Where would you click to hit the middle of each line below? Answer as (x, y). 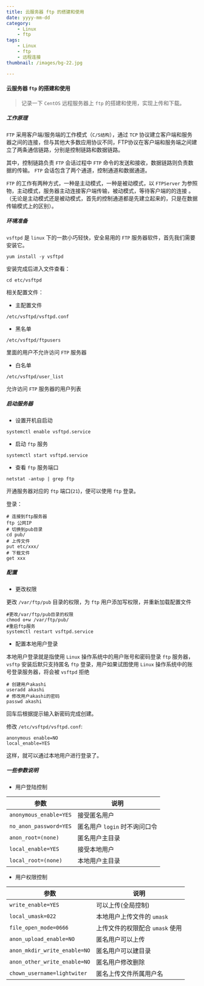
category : (19, 23)
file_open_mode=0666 (39, 927)
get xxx (16, 558)
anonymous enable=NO (32, 738)
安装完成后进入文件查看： (38, 269)
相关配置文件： (25, 292)
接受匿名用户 (96, 815)
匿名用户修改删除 (121, 962)
